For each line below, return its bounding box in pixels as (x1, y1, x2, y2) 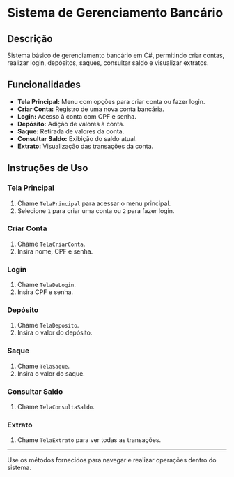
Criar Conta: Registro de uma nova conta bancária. (17, 105, 165, 113)
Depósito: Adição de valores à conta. (17, 119, 125, 128)
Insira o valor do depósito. (17, 328, 93, 337)
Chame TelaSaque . (17, 362, 70, 370)
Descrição (7, 33, 53, 45)
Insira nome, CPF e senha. (17, 247, 93, 256)
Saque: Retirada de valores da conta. (17, 127, 125, 135)
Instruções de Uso (7, 162, 88, 174)
